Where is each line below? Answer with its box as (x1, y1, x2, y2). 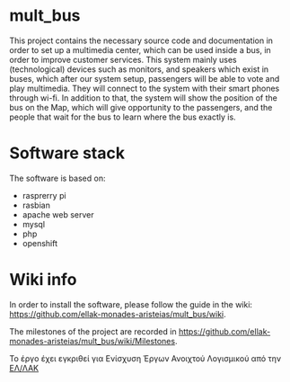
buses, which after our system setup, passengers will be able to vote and (9, 73, 280, 84)
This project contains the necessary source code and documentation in (9, 35, 274, 46)
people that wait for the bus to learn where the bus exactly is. (9, 111, 236, 122)
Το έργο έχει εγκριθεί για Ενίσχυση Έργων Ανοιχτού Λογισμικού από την (9, 352, 282, 364)
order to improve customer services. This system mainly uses (9, 54, 237, 65)
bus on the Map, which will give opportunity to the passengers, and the (9, 102, 273, 112)
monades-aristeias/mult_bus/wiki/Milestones (9, 335, 176, 346)
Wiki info (9, 270, 77, 290)
